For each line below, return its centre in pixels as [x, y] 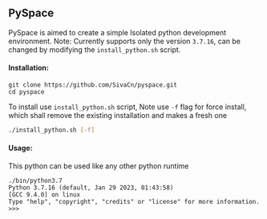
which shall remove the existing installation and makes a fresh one [117, 116]
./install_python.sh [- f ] [51, 130]
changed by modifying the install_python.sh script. [95, 49]
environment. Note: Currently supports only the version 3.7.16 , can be [124, 41]
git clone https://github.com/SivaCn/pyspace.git [93, 85]
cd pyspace [26, 92]
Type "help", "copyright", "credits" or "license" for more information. [134, 202]
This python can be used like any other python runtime [99, 166]
